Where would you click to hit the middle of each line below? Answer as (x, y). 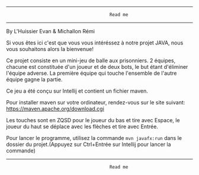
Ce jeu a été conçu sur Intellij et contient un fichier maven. (77, 91)
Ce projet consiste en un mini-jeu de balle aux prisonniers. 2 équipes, (91, 61)
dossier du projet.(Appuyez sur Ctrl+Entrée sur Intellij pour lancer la (89, 144)
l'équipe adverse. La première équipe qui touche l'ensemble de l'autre (92, 73)
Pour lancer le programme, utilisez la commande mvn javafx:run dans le (94, 138)
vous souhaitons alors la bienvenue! (50, 49)
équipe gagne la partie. (34, 79)
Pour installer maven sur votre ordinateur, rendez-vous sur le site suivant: (96, 102)
